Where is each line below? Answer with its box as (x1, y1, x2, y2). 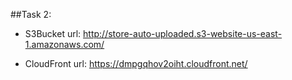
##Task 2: (10, 9, 52, 20)
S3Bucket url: (24, 28, 82, 39)
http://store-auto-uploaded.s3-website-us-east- (83, 28, 283, 39)
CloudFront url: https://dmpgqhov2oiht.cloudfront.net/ (24, 58, 248, 69)
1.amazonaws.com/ (24, 39, 105, 50)
